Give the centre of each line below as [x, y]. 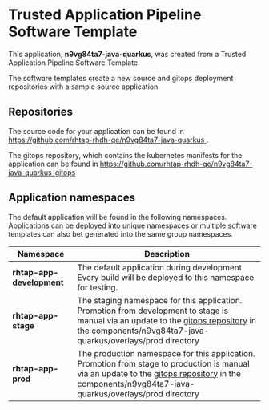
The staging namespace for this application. [160, 300]
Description [167, 254]
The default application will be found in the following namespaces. [118, 217]
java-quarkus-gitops [42, 172]
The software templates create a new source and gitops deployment [121, 78]
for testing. [98, 287]
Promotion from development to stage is [153, 311]
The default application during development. [161, 267]
